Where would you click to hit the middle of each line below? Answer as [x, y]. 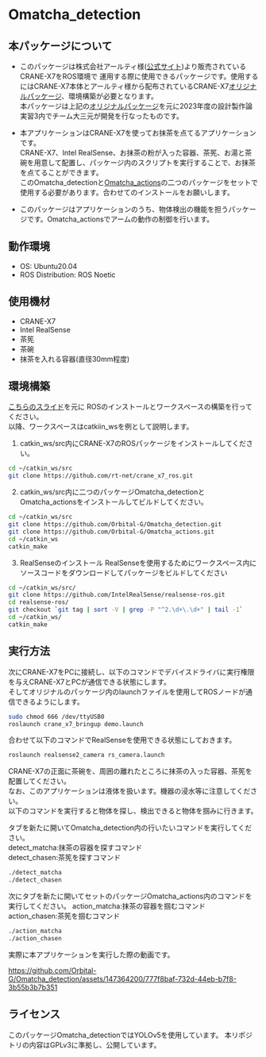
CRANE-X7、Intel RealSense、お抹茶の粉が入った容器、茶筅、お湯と [132, 153]
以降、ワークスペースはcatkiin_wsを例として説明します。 [101, 427]
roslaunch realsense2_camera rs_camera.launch [87, 755]
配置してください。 [40, 781]
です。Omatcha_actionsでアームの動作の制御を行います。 [120, 219]
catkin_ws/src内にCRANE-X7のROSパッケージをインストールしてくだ [133, 444]
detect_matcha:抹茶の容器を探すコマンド [75, 848]
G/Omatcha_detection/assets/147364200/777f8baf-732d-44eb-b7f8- [122, 978]
